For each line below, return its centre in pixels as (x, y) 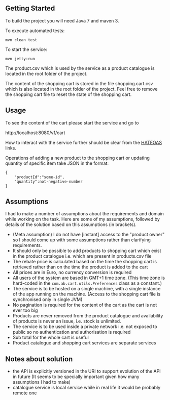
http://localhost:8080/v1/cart (35, 133)
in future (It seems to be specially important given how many (76, 377)
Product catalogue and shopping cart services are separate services (84, 343)
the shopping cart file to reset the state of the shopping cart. (69, 94)
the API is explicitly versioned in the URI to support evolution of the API (87, 371)
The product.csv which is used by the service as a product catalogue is (80, 68)
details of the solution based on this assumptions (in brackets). (71, 224)
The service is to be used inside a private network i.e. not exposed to (85, 327)
